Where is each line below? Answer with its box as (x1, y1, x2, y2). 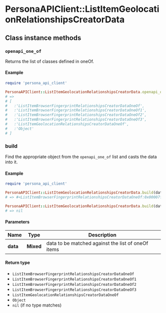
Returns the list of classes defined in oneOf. (5, 58, 94, 64)
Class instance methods (5, 34, 82, 42)
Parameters (5, 219, 30, 225)
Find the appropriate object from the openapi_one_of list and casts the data (5, 154, 157, 159)
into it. (5, 159, 18, 165)
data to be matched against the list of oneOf (46, 239, 148, 246)
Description (88, 231, 117, 238)
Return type (5, 260, 31, 266)
